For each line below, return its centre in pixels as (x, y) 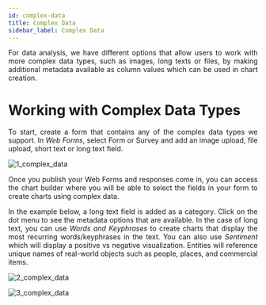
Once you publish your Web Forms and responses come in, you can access (133, 180)
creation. (23, 78)
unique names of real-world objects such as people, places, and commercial (133, 254)
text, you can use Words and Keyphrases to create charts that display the (133, 229)
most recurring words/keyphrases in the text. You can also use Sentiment (133, 237)
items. (18, 262)
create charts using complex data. (64, 196)
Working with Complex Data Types (125, 110)
